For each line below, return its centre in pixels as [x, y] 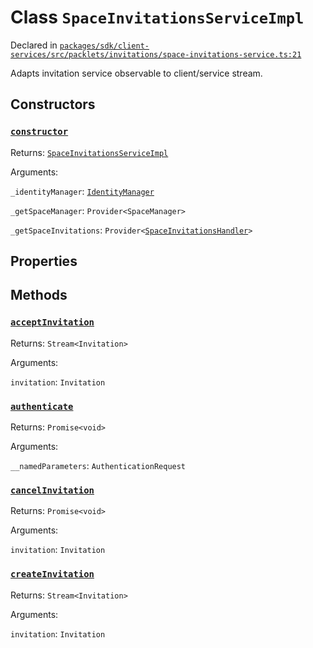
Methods [39, 295]
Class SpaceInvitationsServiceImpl [157, 17]
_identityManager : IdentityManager [82, 191]
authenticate [42, 406]
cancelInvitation [52, 490]
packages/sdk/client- [104, 46]
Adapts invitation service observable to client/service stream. [136, 73]
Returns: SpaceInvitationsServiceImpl [89, 152]
